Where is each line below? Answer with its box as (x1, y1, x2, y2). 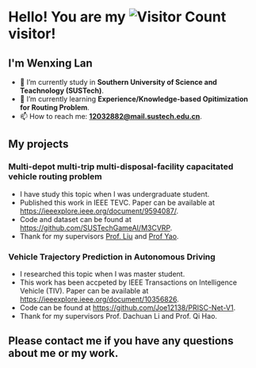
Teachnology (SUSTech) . (19, 86, 105, 95)
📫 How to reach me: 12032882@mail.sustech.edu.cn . (19, 112, 202, 121)
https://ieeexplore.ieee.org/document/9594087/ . (19, 206, 179, 216)
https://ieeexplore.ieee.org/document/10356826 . (19, 294, 180, 304)
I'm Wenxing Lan (8, 56, 93, 70)
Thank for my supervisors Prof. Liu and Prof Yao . (19, 231, 179, 241)
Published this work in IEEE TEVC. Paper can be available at (19, 197, 216, 207)
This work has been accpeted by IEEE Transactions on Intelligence (19, 278, 238, 287)
